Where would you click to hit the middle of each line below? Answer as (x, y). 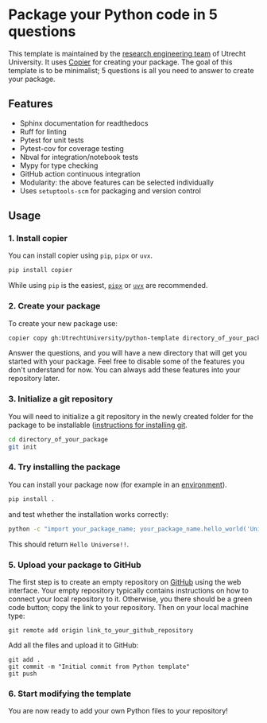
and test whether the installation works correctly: (89, 514)
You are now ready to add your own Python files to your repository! (118, 711)
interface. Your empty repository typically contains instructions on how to (128, 590)
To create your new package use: (63, 323)
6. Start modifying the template (70, 694)
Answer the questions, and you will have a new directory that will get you (128, 353)
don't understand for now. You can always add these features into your (124, 370)
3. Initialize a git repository (61, 399)
